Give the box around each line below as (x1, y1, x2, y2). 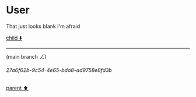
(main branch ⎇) (6, 53, 47, 60)
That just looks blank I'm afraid (6, 23, 80, 30)
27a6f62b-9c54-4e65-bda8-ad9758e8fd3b (6, 66, 112, 73)
